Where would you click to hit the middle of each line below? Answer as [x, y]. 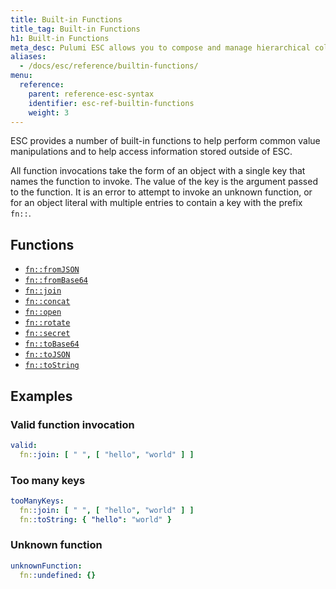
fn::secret [47, 334]
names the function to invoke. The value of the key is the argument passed [164, 182]
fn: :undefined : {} [58, 575]
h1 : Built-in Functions [60, 38]
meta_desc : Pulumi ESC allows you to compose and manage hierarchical [160, 47]
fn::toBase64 [52, 344]
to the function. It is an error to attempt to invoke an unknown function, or [161, 192]
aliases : [28, 57]
